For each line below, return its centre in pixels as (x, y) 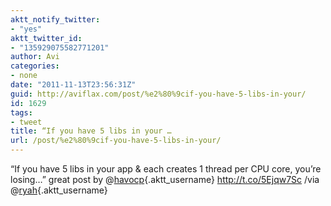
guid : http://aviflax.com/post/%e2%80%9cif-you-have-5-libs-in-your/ (158, 94)
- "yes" (26, 29)
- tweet (26, 122)
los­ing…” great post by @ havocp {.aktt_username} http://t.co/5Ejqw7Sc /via (165, 179)
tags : (21, 112)
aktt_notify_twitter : (55, 19)
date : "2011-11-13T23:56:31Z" (73, 85)
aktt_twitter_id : (46, 38)
